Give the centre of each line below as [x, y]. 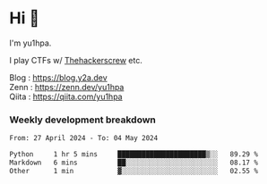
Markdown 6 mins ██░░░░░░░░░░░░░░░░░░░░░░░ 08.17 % [133, 163]
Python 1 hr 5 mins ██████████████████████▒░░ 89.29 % [133, 155]
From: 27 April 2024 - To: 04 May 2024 [84, 138]
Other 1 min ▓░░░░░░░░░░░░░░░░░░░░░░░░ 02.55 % [133, 171]
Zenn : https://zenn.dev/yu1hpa [67, 87]
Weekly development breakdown [83, 120]
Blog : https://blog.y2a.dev [58, 77]
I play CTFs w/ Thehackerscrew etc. [76, 60]
